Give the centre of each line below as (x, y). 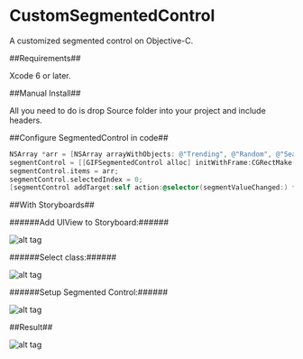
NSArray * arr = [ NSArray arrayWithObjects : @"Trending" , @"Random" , (141, 154)
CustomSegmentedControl (112, 16)
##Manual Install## (45, 93)
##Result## (31, 327)
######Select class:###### (63, 257)
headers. (26, 120)
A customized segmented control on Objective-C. (101, 41)
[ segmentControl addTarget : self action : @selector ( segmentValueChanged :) (149, 188)
